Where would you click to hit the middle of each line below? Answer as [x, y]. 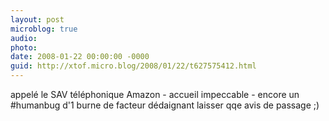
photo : [24, 47]
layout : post [37, 19]
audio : [24, 38]
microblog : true [44, 29]
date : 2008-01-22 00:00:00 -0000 [80, 57]
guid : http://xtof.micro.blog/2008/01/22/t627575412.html [133, 66]
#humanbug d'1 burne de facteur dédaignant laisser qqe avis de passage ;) [165, 105]
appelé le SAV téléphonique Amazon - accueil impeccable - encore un [155, 94]
